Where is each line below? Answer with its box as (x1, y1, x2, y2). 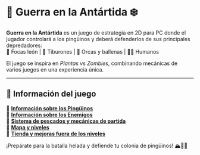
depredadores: (6, 42, 43, 49)
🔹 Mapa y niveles (6, 123, 49, 131)
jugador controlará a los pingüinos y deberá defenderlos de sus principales (6, 35, 190, 42)
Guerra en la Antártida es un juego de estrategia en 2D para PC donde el (6, 29, 186, 36)
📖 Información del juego (6, 89, 96, 99)
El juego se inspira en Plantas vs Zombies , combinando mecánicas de (6, 60, 178, 67)
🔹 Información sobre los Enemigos (6, 111, 93, 118)
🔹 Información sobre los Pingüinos (6, 104, 93, 111)
